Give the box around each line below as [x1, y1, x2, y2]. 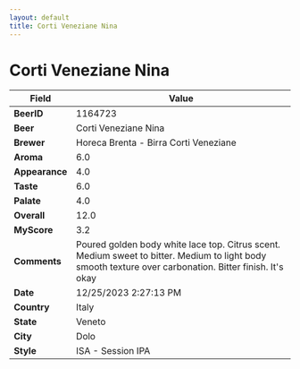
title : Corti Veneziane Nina [9, 21, 118, 30]
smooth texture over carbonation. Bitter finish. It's [75, 261, 284, 273]
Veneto [75, 315, 106, 328]
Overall [13, 210, 46, 222]
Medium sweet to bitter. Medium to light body [75, 250, 267, 262]
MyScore [13, 224, 54, 236]
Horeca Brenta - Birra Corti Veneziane [75, 136, 237, 149]
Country [13, 301, 50, 313]
